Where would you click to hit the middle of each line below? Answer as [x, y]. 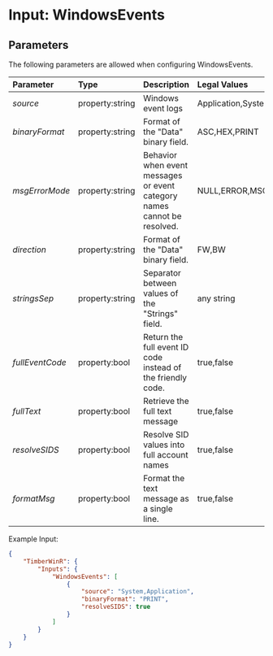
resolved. [161, 226]
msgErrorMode [41, 191]
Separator [162, 273]
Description [166, 85]
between [160, 283]
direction [30, 250]
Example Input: [33, 539]
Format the [164, 478]
